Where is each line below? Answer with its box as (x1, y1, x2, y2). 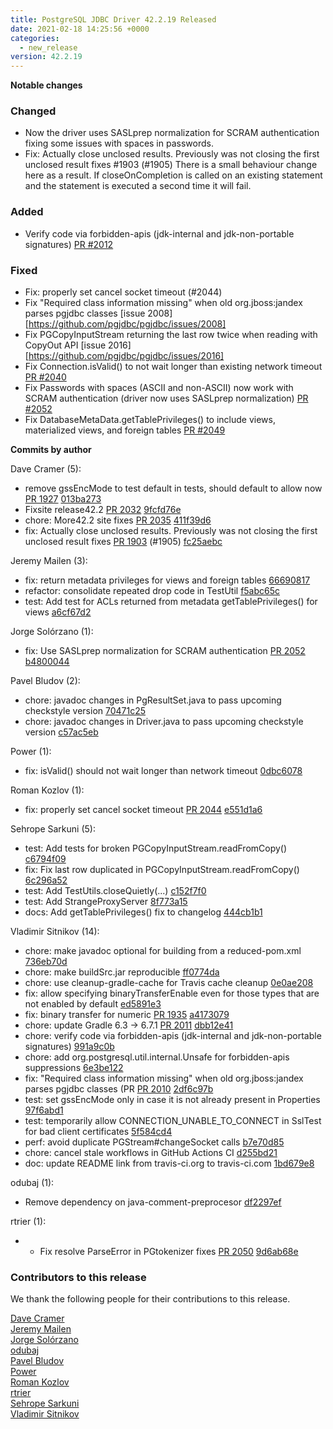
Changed (10, 104, 57, 118)
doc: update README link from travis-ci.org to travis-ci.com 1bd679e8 (24, 1157, 315, 1170)
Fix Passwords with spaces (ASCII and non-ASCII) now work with (24, 382, 294, 394)
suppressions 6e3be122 (24, 1062, 124, 1074)
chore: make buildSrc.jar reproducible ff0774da (24, 966, 220, 978)
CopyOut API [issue (24, 339, 107, 351)
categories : (10, 33, 60, 43)
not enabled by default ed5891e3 (24, 998, 162, 1010)
